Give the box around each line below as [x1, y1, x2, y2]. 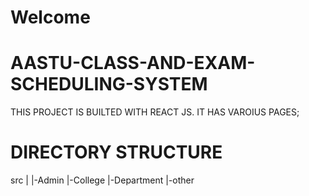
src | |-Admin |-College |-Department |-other [10, 174, 195, 186]
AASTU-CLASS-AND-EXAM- [10, 52, 256, 75]
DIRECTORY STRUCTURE [10, 141, 223, 164]
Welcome [10, 6, 91, 29]
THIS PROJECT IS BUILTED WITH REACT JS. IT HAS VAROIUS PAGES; [10, 106, 300, 118]
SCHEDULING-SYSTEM [10, 73, 208, 96]
